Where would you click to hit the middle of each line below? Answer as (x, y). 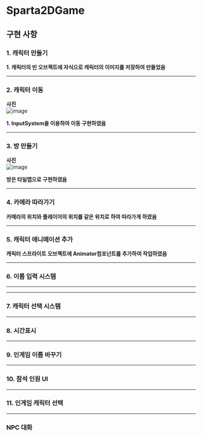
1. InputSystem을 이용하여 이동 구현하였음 (56, 124)
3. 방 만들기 (22, 146)
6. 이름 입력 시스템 (31, 276)
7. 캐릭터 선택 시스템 (34, 306)
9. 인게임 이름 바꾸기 (34, 354)
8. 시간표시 (21, 330)
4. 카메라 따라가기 (31, 203)
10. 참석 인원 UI (27, 379)
